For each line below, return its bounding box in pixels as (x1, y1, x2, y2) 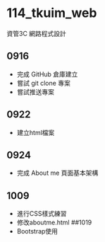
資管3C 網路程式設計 (6, 29, 66, 38)
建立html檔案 (16, 128, 55, 137)
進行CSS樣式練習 (16, 209, 67, 218)
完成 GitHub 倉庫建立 (16, 69, 78, 79)
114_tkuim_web (6, 5, 97, 21)
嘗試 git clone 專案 (16, 79, 71, 87)
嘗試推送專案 (16, 87, 54, 96)
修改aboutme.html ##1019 (16, 218, 92, 227)
